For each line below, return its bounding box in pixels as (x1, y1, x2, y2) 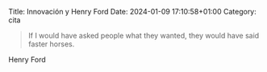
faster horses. (27, 39, 75, 49)
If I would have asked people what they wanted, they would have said (27, 31, 260, 40)
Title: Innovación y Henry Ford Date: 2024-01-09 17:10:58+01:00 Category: (8, 7, 257, 16)
